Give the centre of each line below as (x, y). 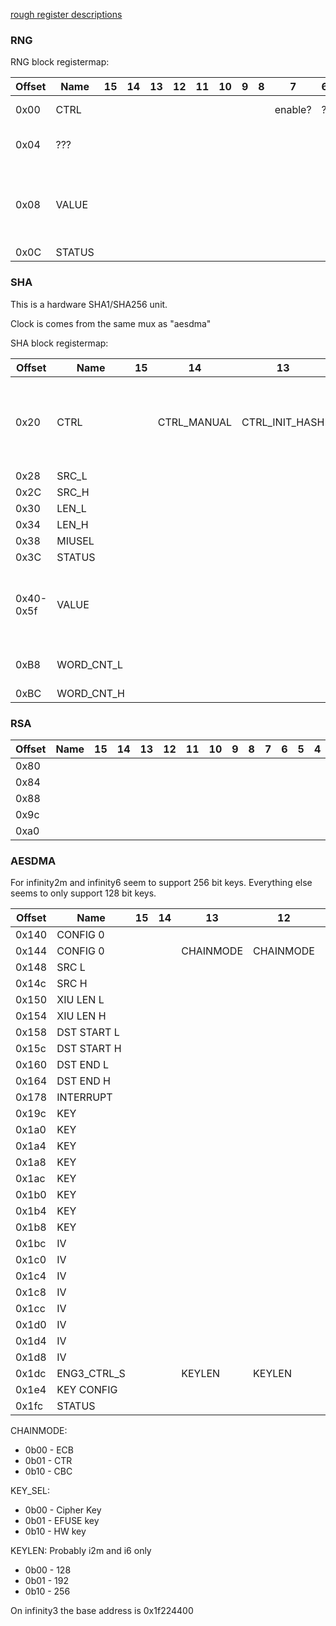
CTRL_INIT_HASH (283, 422)
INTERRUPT (84, 1097)
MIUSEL (75, 541)
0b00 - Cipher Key (63, 1510)
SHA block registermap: (59, 343)
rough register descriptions (66, 14)
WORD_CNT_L (90, 664)
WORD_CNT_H (90, 693)
